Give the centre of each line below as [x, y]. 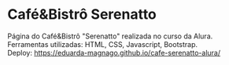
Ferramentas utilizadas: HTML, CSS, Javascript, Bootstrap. [103, 44]
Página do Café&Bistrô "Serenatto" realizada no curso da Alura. [110, 36]
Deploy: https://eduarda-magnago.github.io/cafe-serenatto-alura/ [114, 52]
